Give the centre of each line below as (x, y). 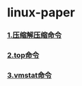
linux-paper (41, 13)
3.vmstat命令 (29, 75)
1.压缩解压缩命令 (35, 35)
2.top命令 (23, 55)
